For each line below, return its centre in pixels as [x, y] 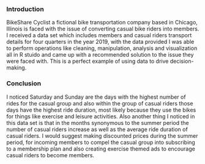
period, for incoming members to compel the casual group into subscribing [101, 142]
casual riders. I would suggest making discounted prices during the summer [102, 135]
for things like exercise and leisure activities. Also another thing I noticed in [101, 116]
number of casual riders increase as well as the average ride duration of [97, 129]
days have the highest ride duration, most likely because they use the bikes [101, 110]
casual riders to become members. [50, 155]
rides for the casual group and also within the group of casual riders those [100, 103]
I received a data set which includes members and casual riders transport [99, 35]
